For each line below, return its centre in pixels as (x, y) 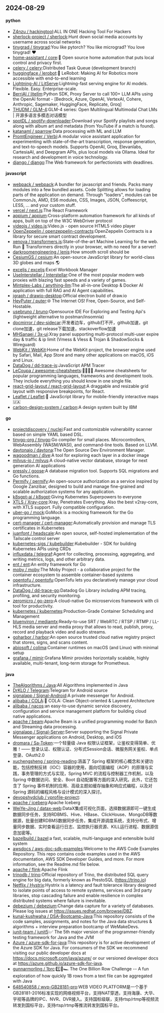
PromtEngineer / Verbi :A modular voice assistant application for (76, 136)
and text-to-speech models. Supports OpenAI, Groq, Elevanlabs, (77, 147)
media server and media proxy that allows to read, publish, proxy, (88, 627)
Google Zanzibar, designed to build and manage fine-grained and (78, 486)
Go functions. (26, 476)
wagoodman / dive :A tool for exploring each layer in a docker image (81, 455)
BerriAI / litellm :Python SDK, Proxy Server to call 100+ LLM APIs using (83, 94)
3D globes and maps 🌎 (36, 262)
